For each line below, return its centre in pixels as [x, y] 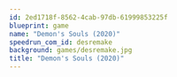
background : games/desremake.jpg [71, 50]
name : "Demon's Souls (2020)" [65, 34]
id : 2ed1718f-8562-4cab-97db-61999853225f [88, 17]
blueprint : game [39, 26]
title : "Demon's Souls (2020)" [67, 58]
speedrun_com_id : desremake [61, 42]
